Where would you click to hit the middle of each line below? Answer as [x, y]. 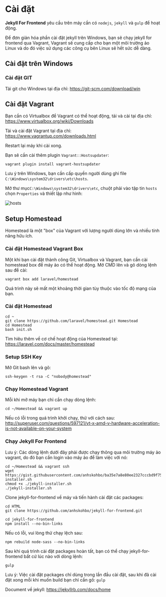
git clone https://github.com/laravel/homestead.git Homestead [72, 321]
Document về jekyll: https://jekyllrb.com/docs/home [58, 589]
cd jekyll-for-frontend [30, 519]
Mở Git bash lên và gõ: [28, 367]
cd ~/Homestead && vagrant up [36, 409]
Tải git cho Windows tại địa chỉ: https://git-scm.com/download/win [73, 89]
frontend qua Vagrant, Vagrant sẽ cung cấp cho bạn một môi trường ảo [77, 43]
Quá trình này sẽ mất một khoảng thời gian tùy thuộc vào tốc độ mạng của [81, 288]
